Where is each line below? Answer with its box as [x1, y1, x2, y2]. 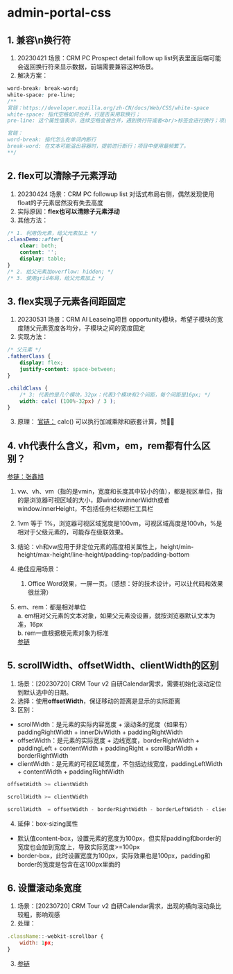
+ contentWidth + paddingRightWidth [17, 767, 125, 776]
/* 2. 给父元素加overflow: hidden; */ [7, 268, 114, 275]
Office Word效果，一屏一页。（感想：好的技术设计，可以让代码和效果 [27, 580, 223, 588]
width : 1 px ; [19, 939, 54, 947]
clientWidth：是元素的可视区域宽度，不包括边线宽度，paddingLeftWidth [17, 759, 223, 767]
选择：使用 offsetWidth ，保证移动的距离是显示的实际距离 [17, 697, 181, 705]
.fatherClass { [7, 353, 51, 360]
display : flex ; [19, 359, 64, 367]
